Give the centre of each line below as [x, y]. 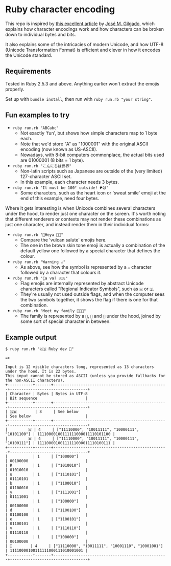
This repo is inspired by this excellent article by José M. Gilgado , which [80, 24]
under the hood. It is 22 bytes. [41, 372]
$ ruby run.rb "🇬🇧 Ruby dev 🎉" [40, 349]
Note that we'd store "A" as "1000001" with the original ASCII [84, 144]
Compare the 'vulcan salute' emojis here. [64, 240]
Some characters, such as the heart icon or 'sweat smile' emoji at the [93, 192]
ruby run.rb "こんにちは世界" [42, 166]
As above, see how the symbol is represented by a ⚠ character [86, 267]
